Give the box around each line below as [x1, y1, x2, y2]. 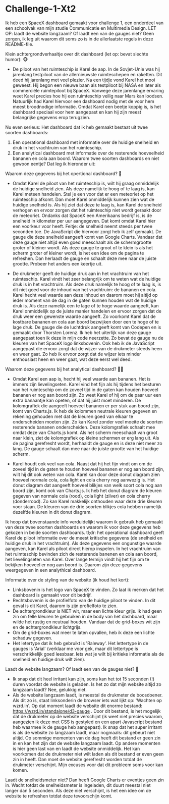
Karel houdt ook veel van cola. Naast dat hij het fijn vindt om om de [12, 460, 152, 467]
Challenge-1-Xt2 [5, 3, 76, 15]
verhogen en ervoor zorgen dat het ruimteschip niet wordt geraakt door [12, 207, 161, 213]
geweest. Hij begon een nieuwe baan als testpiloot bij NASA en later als [12, 82, 161, 88]
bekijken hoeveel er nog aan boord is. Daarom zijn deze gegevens [5, 561, 142, 568]
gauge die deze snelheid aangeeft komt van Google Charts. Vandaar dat [12, 234, 163, 240]
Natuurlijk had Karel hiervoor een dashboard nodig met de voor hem [12, 98, 155, 104]
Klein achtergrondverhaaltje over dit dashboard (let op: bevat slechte [5, 51, 149, 57]
